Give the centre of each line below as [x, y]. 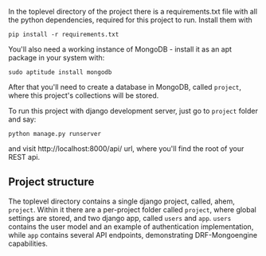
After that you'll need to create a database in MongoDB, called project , [125, 87]
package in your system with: [57, 58]
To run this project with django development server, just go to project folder [133, 111]
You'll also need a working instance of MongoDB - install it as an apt [120, 49]
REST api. [24, 157]
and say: [22, 119]
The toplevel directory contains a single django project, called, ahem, [121, 201]
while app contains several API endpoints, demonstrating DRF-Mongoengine [133, 235]
